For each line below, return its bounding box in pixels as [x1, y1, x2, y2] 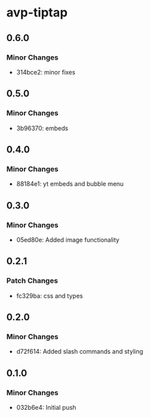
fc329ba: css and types [16, 291, 83, 300]
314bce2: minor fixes [16, 68, 76, 76]
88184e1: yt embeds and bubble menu [16, 180, 124, 188]
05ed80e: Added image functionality [16, 235, 120, 244]
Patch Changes [6, 276, 59, 285]
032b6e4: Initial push [16, 404, 76, 411]
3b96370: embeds [16, 124, 69, 132]
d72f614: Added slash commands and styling [16, 348, 144, 356]
